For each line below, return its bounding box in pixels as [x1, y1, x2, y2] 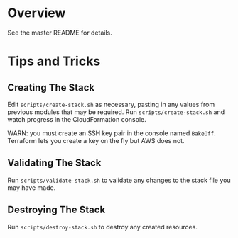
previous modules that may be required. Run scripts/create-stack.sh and [7, 108, 225, 116]
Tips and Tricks [7, 53, 101, 69]
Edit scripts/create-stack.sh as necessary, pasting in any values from [7, 100, 215, 108]
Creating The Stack [7, 81, 95, 93]
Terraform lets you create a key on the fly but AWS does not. [7, 136, 185, 144]
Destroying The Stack [7, 204, 106, 216]
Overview [7, 5, 66, 21]
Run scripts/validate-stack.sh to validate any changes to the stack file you [7, 176, 231, 184]
